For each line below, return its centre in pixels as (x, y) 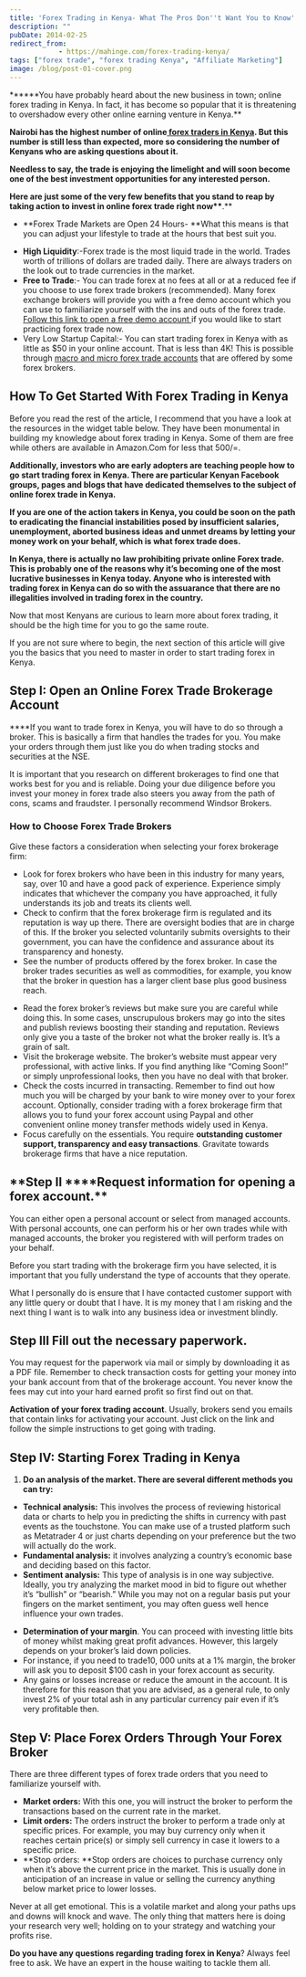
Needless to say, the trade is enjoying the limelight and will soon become (150, 169)
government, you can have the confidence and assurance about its (148, 941)
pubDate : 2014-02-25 (49, 35)
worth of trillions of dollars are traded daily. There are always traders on (157, 260)
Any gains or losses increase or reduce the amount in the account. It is (155, 1680)
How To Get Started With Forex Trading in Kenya (149, 397)
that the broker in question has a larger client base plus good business (154, 980)
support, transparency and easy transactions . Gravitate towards (146, 1143)
